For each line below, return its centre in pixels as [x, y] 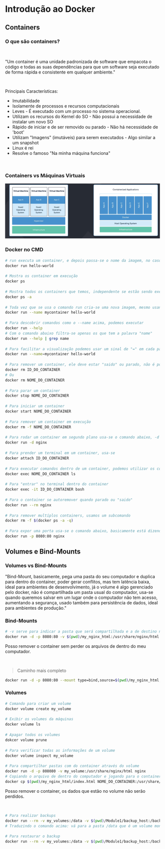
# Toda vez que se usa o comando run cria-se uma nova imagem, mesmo [78, 307]
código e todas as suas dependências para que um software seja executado [82, 67]
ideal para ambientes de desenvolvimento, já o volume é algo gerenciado [79, 587]
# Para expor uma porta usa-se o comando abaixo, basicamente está [76, 531]
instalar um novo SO [33, 121]
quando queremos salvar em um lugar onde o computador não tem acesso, [82, 597]
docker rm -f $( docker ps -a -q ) [39, 521]
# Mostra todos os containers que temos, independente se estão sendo [79, 292]
